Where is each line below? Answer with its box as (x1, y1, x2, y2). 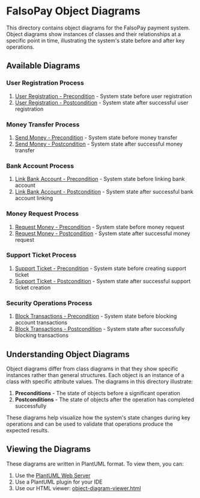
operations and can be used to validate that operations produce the (6, 420, 173, 428)
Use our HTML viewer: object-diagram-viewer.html (14, 484, 141, 491)
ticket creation (14, 284, 51, 291)
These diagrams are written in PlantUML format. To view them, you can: (6, 460, 184, 467)
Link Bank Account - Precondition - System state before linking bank (14, 176, 185, 183)
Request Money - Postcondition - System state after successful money (14, 230, 190, 237)
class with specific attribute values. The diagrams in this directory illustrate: (6, 378, 193, 385)
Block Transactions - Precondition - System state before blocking (14, 313, 177, 320)
